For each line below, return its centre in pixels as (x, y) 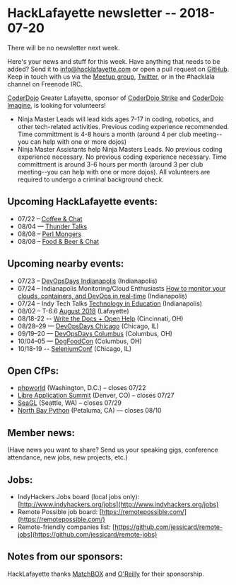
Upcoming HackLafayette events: (82, 202)
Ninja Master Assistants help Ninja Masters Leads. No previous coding (120, 149)
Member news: (41, 433)
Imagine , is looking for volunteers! (57, 105)
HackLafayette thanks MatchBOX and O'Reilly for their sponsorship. (106, 574)
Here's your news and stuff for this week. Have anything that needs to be (114, 61)
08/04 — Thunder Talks (52, 226)
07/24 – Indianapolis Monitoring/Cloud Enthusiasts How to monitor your (122, 288)
